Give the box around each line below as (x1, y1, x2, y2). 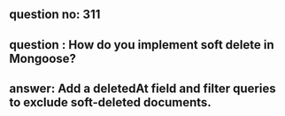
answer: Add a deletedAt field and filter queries (9, 81, 276, 97)
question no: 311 (9, 7, 101, 22)
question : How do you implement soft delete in (9, 37, 274, 52)
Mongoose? (9, 50, 77, 66)
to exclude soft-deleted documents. (9, 95, 212, 110)
